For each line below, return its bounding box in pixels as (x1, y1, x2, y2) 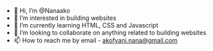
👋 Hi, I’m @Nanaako (13, 7, 70, 14)
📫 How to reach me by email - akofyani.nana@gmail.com (13, 37, 178, 44)
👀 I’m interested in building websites (13, 14, 116, 22)
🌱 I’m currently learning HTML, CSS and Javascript (13, 21, 159, 29)
